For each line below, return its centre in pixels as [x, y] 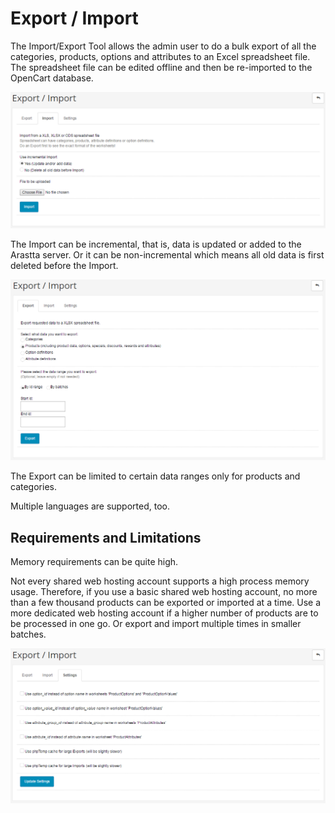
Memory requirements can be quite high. [94, 562]
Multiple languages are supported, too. [90, 506]
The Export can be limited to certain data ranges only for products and [155, 476]
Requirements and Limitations [106, 537]
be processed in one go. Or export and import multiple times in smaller [156, 624]
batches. [28, 634]
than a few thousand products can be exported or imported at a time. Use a [166, 603]
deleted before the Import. [64, 266]
